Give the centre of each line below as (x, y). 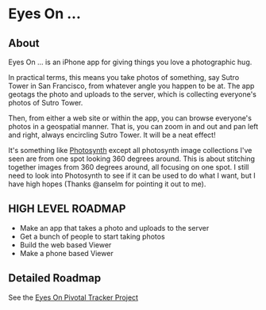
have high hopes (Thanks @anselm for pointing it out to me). (107, 184)
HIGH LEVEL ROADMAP (67, 209)
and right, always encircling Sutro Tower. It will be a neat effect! (112, 135)
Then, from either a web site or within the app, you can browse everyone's (130, 118)
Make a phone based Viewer (66, 253)
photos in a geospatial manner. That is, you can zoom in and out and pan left (133, 126)
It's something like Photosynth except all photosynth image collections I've (130, 150)
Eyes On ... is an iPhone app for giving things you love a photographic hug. (130, 62)
